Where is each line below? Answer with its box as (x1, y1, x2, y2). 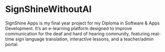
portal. (5, 41, 19, 47)
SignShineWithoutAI (5, 3, 92, 15)
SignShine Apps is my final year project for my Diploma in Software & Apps (5, 20, 160, 26)
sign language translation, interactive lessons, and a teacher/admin (15, 36, 154, 42)
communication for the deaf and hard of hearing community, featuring (5, 30, 150, 36)
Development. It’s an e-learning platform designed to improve (5, 25, 132, 31)
